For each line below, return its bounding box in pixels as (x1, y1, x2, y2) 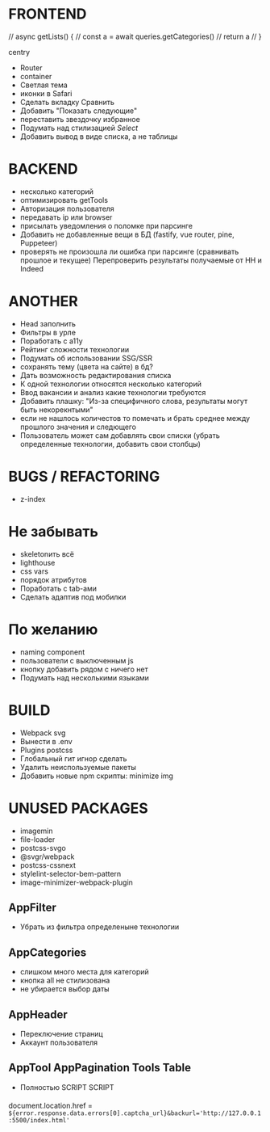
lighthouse (19, 558, 56, 567)
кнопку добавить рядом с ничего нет (19, 664, 148, 674)
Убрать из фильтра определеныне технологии (19, 922, 180, 932)
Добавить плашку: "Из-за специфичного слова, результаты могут (19, 396, 248, 406)
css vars (19, 566, 48, 576)
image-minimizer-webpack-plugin (19, 877, 133, 887)
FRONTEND (8, 5, 87, 23)
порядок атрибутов (19, 574, 87, 584)
